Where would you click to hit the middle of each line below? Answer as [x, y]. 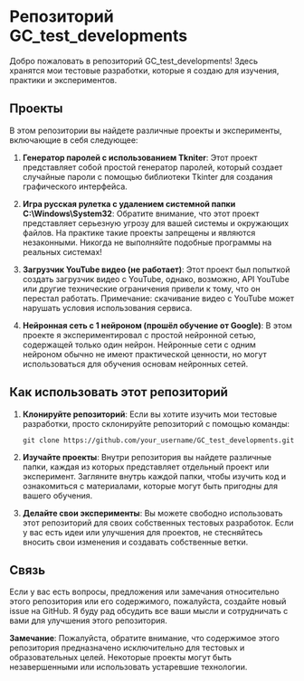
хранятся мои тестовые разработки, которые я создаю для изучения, [144, 71]
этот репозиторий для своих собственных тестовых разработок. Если [158, 523]
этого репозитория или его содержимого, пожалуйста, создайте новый [148, 601]
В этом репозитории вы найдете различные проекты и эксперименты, [146, 130]
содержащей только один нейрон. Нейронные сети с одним [139, 345]
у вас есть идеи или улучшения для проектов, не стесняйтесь [142, 532]
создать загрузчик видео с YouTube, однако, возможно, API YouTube [156, 279]
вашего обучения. [57, 496]
